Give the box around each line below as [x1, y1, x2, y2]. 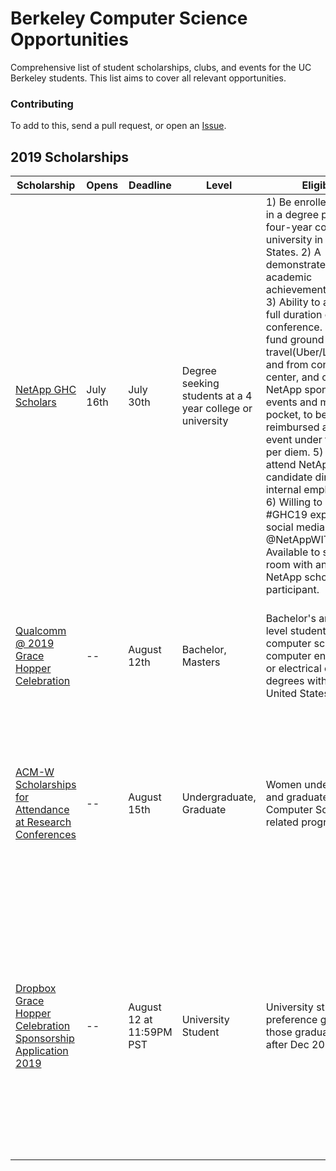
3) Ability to [265, 295, 321, 309]
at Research [15, 815, 72, 829]
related [265, 815, 299, 829]
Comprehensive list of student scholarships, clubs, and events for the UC [10, 61, 312, 73]
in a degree [265, 208, 319, 222]
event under [265, 433, 323, 447]
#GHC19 [265, 508, 308, 522]
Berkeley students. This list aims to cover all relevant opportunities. [10, 72, 287, 84]
